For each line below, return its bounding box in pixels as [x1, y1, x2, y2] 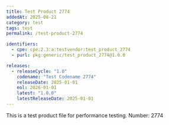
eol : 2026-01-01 [17, 85, 57, 91]
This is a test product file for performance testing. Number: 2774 [6, 111, 164, 119]
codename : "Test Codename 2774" [17, 74, 96, 80]
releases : [6, 63, 31, 68]
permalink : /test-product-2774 [6, 31, 83, 37]
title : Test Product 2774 [6, 8, 70, 15]
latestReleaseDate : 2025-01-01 [17, 96, 94, 102]
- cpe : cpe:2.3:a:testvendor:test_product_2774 [11, 47, 131, 53]
